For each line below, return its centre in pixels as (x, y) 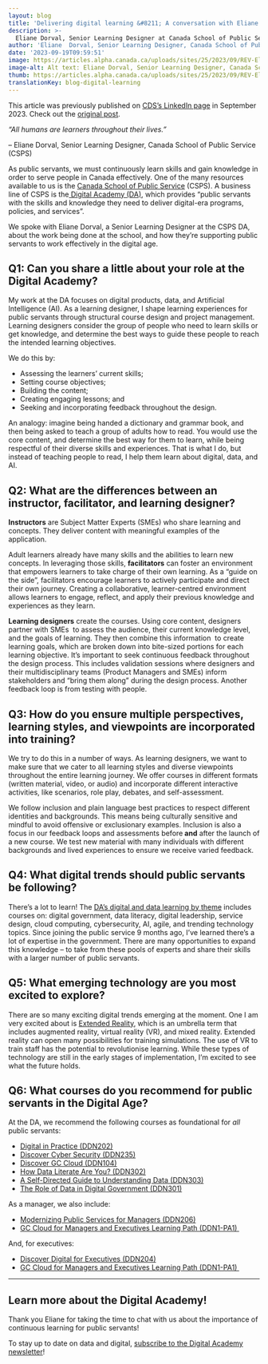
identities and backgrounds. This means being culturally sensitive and (123, 816)
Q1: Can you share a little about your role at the (126, 268)
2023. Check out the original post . (65, 113)
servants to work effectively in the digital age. (83, 244)
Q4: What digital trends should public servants (127, 875)
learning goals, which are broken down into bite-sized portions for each (126, 647)
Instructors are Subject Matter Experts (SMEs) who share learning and (124, 522)
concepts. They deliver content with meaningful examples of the (114, 531)
